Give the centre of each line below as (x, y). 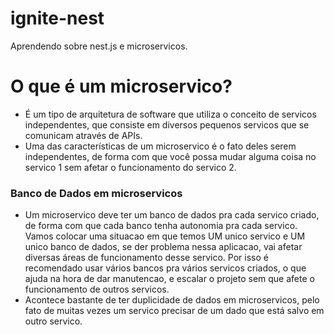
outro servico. (53, 321)
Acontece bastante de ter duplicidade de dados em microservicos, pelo (172, 300)
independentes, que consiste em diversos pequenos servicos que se (167, 124)
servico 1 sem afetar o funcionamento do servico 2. (130, 167)
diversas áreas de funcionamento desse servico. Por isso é (146, 258)
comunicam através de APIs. (83, 135)
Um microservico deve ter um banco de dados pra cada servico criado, (172, 215)
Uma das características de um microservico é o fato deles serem (160, 146)
